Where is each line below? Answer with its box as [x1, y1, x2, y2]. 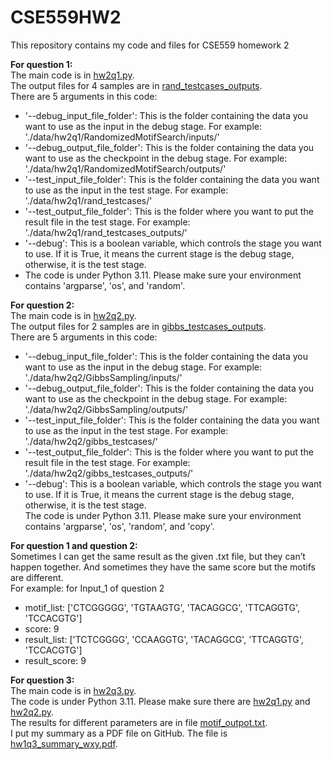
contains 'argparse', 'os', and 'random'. [24, 279, 186, 291]
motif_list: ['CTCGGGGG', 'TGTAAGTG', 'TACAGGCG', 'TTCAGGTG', [24, 601, 301, 613]
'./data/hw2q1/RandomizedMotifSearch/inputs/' [24, 131, 220, 143]
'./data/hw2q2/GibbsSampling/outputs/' [24, 403, 189, 415]
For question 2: [10, 299, 75, 311]
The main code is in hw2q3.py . [10, 684, 137, 696]
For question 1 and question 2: [10, 539, 138, 551]
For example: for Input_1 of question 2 [10, 582, 165, 594]
